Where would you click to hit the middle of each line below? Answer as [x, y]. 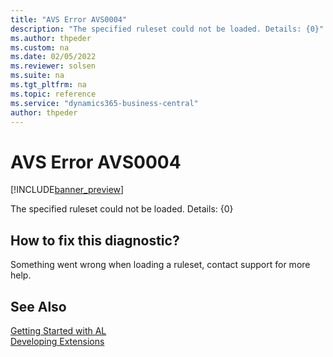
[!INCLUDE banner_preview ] [67, 190]
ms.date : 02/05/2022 [53, 57]
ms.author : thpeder [51, 38]
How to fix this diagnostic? [95, 240]
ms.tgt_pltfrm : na [48, 85]
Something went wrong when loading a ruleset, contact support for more [160, 265]
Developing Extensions [57, 341]
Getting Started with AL [58, 330]
